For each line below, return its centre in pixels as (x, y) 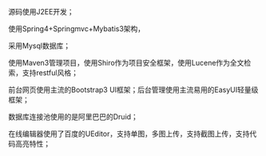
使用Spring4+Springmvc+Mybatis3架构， (77, 29)
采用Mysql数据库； (39, 46)
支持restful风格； (50, 73)
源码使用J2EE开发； (41, 12)
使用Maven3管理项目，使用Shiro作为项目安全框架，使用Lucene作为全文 (126, 63)
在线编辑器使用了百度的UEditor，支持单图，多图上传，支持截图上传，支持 (129, 134)
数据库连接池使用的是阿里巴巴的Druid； (73, 117)
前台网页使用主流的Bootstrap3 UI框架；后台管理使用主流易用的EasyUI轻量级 (133, 90)
